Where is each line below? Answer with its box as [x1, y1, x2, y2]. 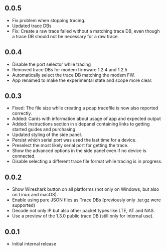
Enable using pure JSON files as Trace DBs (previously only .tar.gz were [12, 197, 161, 203]
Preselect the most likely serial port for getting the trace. [12, 143, 129, 149]
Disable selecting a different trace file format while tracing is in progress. [12, 158, 162, 165]
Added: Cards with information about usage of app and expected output [12, 115, 161, 122]
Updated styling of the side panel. [12, 132, 82, 138]
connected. [12, 153, 36, 159]
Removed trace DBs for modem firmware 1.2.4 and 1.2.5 [12, 66, 127, 72]
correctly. [12, 110, 32, 116]
